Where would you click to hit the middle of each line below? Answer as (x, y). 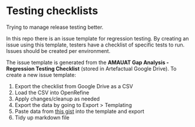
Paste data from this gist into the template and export (79, 111)
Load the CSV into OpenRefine (52, 92)
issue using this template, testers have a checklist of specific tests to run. (95, 45)
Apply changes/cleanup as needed (57, 99)
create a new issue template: (41, 75)
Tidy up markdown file (42, 117)
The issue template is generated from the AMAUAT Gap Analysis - (88, 62)
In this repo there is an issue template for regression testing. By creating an (97, 38)
